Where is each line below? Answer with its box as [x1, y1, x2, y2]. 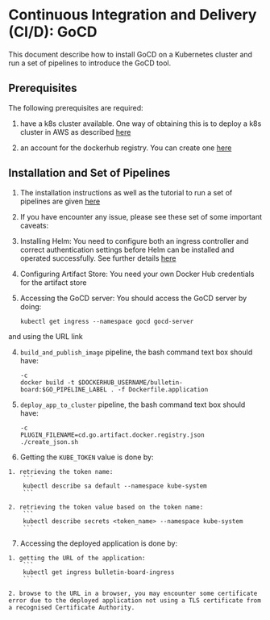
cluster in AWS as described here [19, 127, 131, 136]
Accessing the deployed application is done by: [19, 538, 178, 548]
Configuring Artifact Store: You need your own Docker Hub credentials [19, 269, 255, 279]
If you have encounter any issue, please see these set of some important [19, 212, 262, 221]
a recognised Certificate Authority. [8, 603, 135, 611]
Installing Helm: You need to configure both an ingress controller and [19, 236, 249, 245]
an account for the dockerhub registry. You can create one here [19, 143, 232, 153]
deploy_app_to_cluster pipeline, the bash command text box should [19, 400, 246, 409]
